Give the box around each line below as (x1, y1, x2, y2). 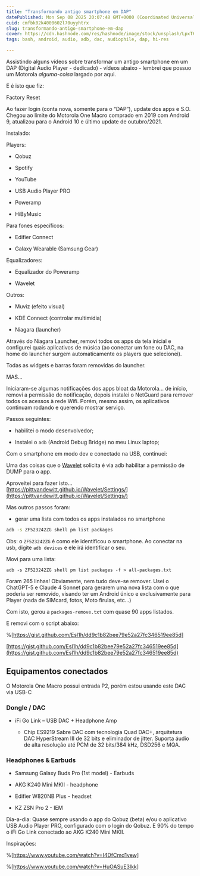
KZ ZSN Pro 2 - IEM (14, 804, 64, 812)
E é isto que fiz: (6, 82, 45, 89)
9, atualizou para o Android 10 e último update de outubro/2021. (6, 118, 162, 125)
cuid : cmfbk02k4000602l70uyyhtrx (6, 20, 89, 26)
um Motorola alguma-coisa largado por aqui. (6, 71, 116, 78)
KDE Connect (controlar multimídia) (14, 314, 102, 321)
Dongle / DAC (6, 703, 46, 711)
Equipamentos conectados (6, 666, 108, 677)
